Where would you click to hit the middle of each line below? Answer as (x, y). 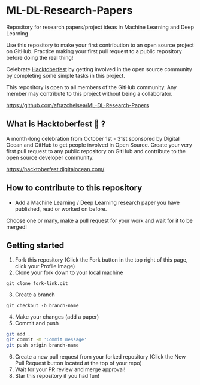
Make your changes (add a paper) (57, 317)
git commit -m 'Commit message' (46, 340)
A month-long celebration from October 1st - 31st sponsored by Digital (93, 138)
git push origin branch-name (43, 345)
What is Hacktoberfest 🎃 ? (56, 124)
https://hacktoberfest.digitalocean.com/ (55, 169)
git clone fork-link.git (37, 284)
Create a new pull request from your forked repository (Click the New (100, 357)
